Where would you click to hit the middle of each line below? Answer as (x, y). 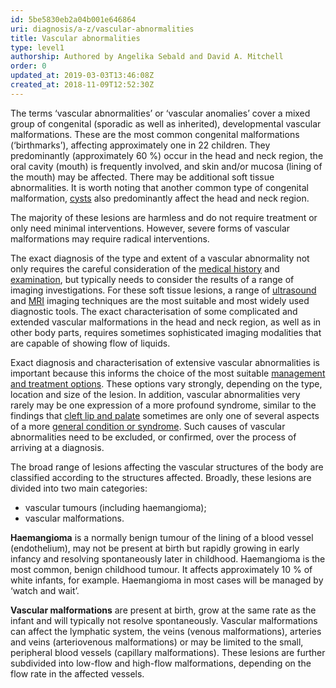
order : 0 (28, 66)
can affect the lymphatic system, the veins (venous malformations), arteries (166, 631)
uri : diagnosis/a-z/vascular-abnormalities (102, 29)
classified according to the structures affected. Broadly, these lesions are (161, 477)
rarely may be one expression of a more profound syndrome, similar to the (163, 405)
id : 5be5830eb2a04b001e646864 (73, 19)
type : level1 (37, 47)
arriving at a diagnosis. (57, 447)
